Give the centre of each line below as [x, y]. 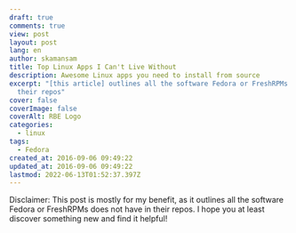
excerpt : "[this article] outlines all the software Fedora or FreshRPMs [149, 84]
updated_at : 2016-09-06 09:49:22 [71, 166]
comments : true [37, 26]
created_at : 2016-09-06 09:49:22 [71, 158]
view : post [29, 34]
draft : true [31, 17]
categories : [31, 125]
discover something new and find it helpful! [88, 219]
